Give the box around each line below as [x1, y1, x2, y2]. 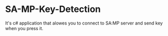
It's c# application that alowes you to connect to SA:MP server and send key [5, 20, 163, 26]
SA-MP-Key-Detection [5, 3, 101, 15]
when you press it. [5, 25, 44, 31]
